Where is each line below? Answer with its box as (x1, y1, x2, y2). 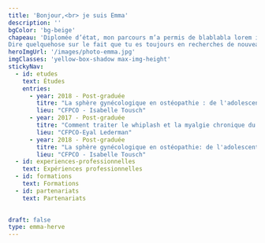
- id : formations (15, 172, 73, 181)
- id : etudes (15, 70, 58, 78)
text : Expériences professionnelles (22, 165, 144, 173)
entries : (22, 84, 51, 93)
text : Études (22, 77, 65, 85)
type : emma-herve (8, 223, 65, 231)
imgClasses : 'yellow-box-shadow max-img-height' (8, 56, 171, 64)
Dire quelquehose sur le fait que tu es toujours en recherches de (8, 41, 235, 49)
